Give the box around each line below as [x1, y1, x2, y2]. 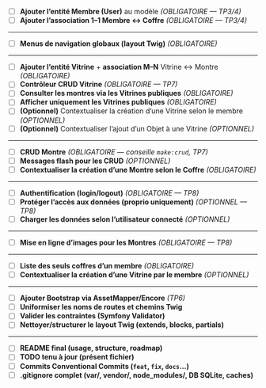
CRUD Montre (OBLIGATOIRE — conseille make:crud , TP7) [19, 146, 208, 157]
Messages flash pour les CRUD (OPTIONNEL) [19, 156, 171, 165]
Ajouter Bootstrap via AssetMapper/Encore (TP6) [19, 293, 186, 303]
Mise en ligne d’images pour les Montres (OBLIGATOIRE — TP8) [19, 238, 233, 247]
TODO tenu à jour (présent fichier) [19, 352, 135, 362]
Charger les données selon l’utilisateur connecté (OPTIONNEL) [19, 214, 230, 224]
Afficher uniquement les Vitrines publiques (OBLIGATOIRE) [19, 97, 218, 107]
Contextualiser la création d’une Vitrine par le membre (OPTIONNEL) [19, 270, 249, 280]
